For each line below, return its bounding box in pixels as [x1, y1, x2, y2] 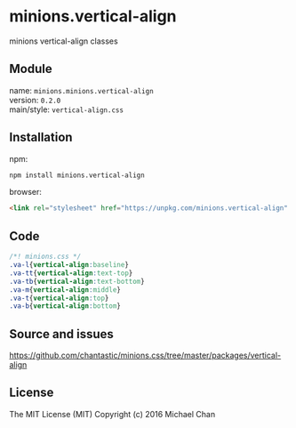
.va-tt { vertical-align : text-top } [9, 269, 133, 278]
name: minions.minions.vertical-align [9, 85, 154, 95]
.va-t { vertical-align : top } [9, 294, 109, 303]
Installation [9, 130, 73, 145]
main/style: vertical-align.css [9, 104, 124, 115]
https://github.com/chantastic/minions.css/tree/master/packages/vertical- [9, 350, 282, 361]
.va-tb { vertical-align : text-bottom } [9, 277, 145, 286]
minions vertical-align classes [9, 36, 118, 46]
